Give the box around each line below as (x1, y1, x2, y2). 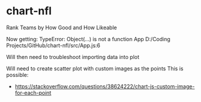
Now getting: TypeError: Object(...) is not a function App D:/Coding (6, 35, 170, 42)
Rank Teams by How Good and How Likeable (6, 24, 117, 31)
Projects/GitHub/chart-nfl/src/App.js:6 (6, 42, 100, 49)
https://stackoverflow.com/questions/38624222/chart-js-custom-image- (14, 82, 195, 90)
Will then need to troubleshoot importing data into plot (6, 53, 139, 60)
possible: (6, 71, 29, 78)
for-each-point (14, 89, 52, 96)
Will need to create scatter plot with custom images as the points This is (6, 64, 184, 72)
